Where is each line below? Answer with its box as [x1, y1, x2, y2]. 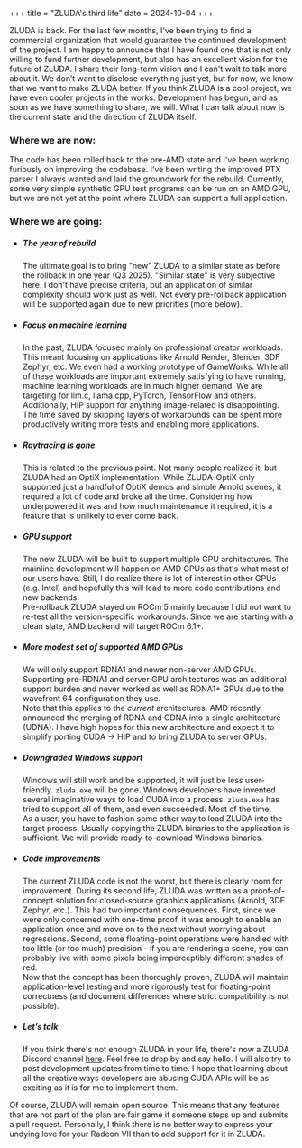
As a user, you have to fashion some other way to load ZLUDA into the [22, 813, 283, 824]
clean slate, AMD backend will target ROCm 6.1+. [22, 621, 205, 632]
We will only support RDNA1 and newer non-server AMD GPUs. [22, 664, 257, 675]
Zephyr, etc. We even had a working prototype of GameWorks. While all [22, 361, 288, 373]
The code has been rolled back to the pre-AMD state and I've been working [9, 154, 290, 165]
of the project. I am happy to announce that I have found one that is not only [9, 44, 292, 55]
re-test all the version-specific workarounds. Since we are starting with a [22, 611, 294, 622]
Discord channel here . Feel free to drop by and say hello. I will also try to [22, 1053, 291, 1064]
